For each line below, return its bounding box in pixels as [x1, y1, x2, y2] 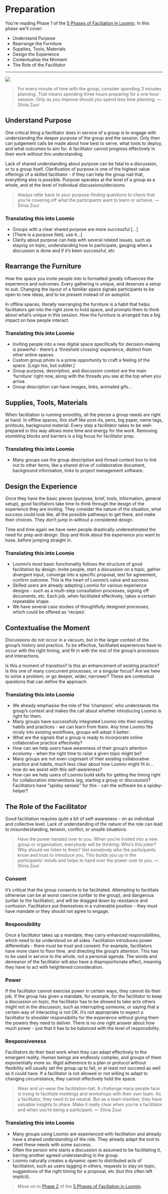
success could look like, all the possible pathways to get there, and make [5, 511, 156, 517]
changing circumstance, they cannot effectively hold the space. [5, 1076, 136, 1082]
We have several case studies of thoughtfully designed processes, [12, 604, 150, 610]
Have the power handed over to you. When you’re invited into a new [17, 836, 157, 842]
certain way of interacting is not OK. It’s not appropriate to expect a [5, 1009, 143, 1015]
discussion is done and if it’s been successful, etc [12, 247, 115, 254]
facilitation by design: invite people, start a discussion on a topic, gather [12, 566, 161, 573]
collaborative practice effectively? [12, 740, 82, 746]
